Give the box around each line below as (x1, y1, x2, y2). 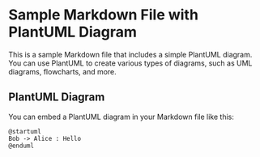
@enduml (8, 142, 35, 150)
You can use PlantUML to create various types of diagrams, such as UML (8, 58, 253, 68)
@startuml (8, 127, 42, 135)
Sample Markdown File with (8, 6, 198, 24)
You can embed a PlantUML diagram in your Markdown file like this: (8, 112, 235, 121)
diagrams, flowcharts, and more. (8, 66, 117, 76)
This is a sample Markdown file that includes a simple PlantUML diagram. (8, 49, 253, 59)
